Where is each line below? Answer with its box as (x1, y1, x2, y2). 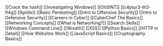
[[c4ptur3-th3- (120, 4, 151, 10)
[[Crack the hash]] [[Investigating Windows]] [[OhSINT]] (5, 4, 120, 10)
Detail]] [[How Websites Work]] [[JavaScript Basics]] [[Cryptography (5, 31, 146, 36)
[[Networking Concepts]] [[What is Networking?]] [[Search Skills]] (5, 20, 140, 26)
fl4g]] (5, 9, 17, 15)
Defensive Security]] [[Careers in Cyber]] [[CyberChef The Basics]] (5, 15, 143, 20)
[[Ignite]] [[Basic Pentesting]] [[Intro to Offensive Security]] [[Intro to (17, 9, 157, 15)
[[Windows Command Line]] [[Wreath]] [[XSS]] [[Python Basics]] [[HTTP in (5, 25, 159, 31)
